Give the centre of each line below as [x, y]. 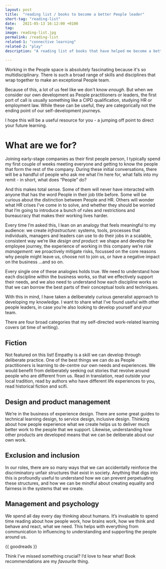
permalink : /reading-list [32, 38]
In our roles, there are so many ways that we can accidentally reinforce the [81, 467]
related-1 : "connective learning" [41, 42]
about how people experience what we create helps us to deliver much [77, 424]
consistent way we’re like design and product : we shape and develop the [79, 241]
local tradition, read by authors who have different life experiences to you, [80, 381]
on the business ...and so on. [35, 262]
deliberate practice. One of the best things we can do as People [70, 360]
